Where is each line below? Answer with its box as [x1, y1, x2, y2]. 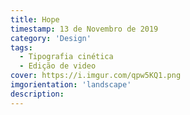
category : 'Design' [10, 33, 92, 43]
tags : [10, 42, 33, 53]
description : [10, 89, 65, 99]
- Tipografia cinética [19, 52, 114, 62]
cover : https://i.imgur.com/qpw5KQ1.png [10, 71, 182, 81]
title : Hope [10, 14, 60, 25]
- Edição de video [19, 61, 97, 71]
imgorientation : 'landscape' [10, 80, 132, 90]
